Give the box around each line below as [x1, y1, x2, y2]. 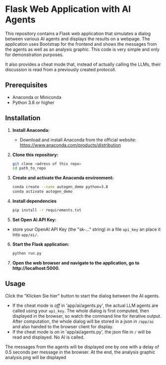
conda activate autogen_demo [12, 189, 73, 194]
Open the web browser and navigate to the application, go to [12, 260, 140, 266]
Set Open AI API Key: [12, 216, 56, 222]
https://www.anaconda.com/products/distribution [19, 142, 121, 148]
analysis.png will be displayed [5, 354, 66, 360]
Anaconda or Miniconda [12, 94, 62, 100]
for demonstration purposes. [5, 51, 63, 58]
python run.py [12, 251, 42, 256]
